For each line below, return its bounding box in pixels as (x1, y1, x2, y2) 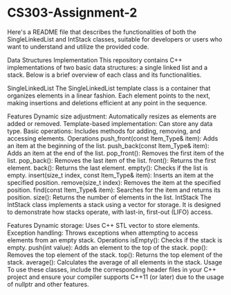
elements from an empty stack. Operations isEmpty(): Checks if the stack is (7, 235, 223, 244)
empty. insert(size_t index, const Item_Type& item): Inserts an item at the (7, 171, 214, 179)
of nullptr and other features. (7, 280, 89, 288)
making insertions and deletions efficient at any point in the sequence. (7, 98, 207, 107)
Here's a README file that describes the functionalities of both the (7, 28, 197, 36)
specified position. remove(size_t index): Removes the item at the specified (7, 178, 221, 186)
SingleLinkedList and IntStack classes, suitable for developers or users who (7, 35, 223, 43)
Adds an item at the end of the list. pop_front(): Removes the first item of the (7, 149, 225, 157)
